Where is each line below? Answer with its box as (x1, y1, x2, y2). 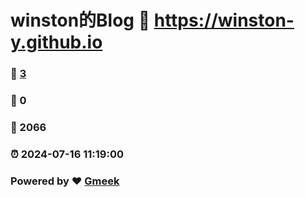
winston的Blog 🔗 (10, 9, 151, 32)
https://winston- (153, 9, 295, 32)
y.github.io (10, 31, 103, 54)
